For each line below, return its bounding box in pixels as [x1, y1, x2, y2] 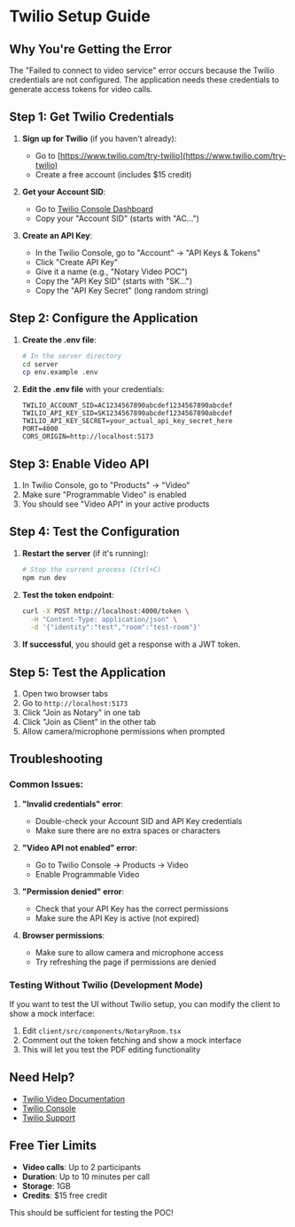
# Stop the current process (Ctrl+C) [21, 565, 162, 574]
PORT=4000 [21, 424, 59, 434]
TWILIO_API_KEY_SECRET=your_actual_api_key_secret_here [21, 417, 233, 426]
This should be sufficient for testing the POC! [9, 1207, 175, 1217]
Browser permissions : [21, 930, 105, 940]
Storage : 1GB [21, 1180, 71, 1191]
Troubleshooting [9, 751, 104, 767]
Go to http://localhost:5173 [21, 698, 128, 709]
